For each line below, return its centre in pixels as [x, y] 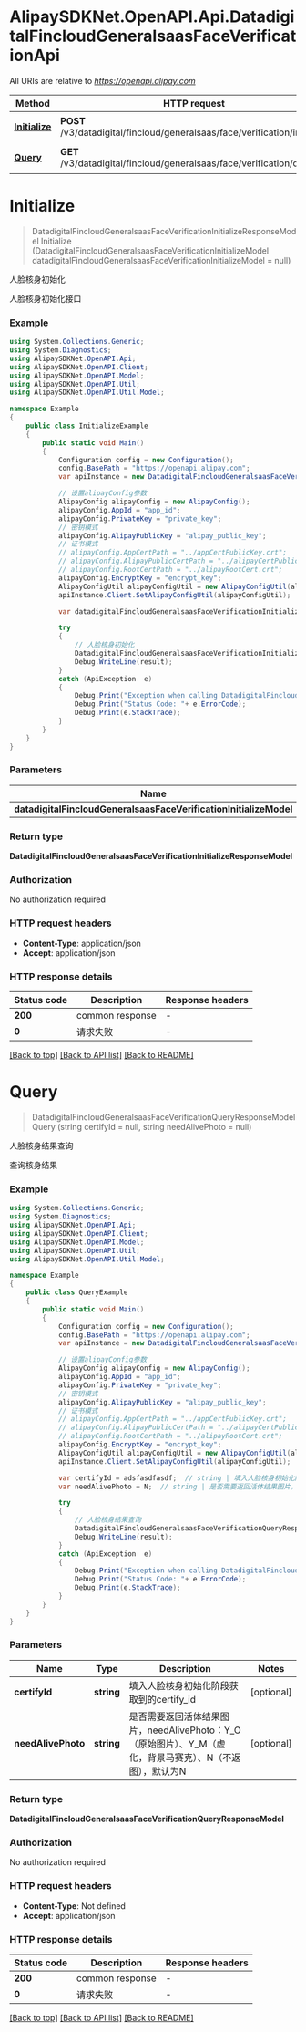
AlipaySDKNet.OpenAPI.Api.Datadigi [152, 17]
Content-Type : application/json [82, 943]
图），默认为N [158, 1771]
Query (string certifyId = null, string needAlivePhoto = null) [142, 1126]
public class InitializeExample [87, 426]
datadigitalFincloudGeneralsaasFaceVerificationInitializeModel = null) [161, 260]
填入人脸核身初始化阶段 [179, 1685]
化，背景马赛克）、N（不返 [185, 1757]
